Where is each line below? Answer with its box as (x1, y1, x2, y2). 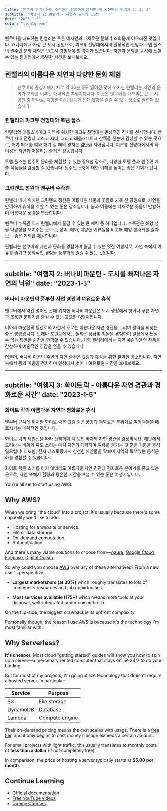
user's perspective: (5, 569, 45, 575)
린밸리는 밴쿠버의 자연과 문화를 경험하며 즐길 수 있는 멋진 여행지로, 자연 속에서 (5, 243, 157, 249)
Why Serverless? (5, 639, 60, 647)
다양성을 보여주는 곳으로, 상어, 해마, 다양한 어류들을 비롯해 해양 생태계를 (10, 226, 150, 232)
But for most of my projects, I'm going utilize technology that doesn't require (5, 672, 162, 678)
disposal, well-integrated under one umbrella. (12, 599, 106, 605)
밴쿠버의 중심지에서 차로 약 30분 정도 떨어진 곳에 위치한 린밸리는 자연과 (17, 84, 156, 90)
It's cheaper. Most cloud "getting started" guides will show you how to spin (5, 652, 160, 658)
